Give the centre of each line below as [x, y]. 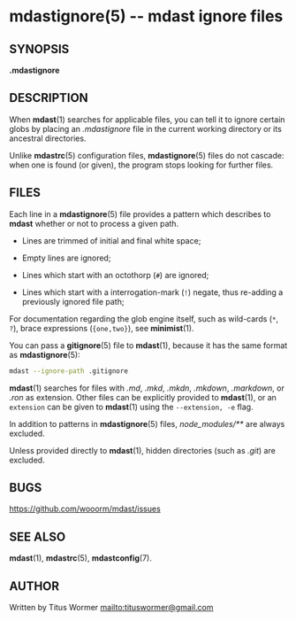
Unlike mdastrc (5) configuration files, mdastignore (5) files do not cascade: [147, 155]
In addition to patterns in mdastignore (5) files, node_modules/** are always [147, 423]
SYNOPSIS [39, 49]
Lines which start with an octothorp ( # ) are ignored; [115, 275]
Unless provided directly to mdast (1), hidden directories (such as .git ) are [142, 450]
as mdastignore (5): [45, 354]
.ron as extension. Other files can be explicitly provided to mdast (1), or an [143, 397]
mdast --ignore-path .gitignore [68, 371]
